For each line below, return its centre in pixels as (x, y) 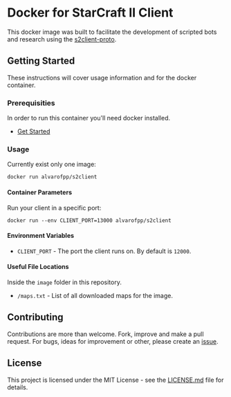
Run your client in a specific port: (54, 207)
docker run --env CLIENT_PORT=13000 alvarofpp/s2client (89, 220)
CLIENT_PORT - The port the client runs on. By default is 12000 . (104, 251)
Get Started (34, 131)
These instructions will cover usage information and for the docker (102, 77)
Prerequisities (31, 103)
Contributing (35, 317)
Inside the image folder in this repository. (65, 282)
